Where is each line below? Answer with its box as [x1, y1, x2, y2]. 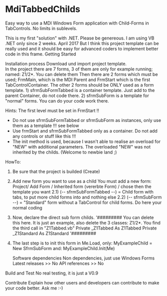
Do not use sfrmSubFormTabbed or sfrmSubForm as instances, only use [12, 117, 161, 123]
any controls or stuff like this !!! [12, 133, 76, 139]
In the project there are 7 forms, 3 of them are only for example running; [5, 66, 153, 72]
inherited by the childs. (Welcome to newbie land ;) [12, 149, 117, 155]
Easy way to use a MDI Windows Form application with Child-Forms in [5, 20, 150, 26]
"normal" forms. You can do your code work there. [5, 97, 109, 103]
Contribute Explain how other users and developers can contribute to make [5, 279, 160, 285]
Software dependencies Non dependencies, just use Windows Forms [12, 255, 155, 261]
